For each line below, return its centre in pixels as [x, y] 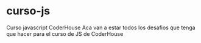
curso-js [28, 11]
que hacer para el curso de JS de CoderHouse [65, 33]
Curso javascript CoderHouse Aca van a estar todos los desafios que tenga [101, 27]
